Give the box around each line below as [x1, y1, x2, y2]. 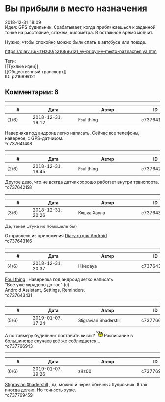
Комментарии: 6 [5, 88, 59, 96]
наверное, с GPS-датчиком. [5, 135, 64, 141]
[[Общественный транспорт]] [5, 68, 67, 74]
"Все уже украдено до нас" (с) [5, 281, 70, 287]
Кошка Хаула [78, 209, 105, 216]
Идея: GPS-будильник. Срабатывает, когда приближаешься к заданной [5, 24, 156, 30]
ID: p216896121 [5, 74, 36, 79]
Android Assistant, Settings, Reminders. [5, 287, 85, 293]
